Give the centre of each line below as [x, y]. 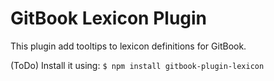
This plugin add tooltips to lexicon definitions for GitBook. [128, 46]
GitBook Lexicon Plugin [109, 18]
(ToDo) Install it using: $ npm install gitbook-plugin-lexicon [137, 65]
